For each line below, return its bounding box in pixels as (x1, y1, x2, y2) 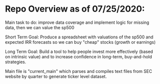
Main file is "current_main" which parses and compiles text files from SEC (5, 68, 152, 74)
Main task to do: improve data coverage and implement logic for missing (5, 19, 149, 25)
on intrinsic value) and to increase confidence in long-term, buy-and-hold (5, 53, 152, 59)
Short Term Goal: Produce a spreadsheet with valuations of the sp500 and (5, 34, 154, 40)
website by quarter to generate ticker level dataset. (5, 73, 107, 79)
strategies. (5, 59, 27, 65)
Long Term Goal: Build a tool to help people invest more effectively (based (5, 49, 153, 54)
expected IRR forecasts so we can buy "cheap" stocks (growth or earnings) (5, 39, 156, 45)
